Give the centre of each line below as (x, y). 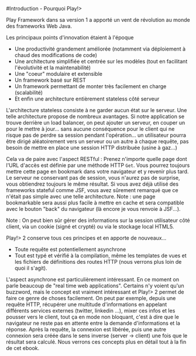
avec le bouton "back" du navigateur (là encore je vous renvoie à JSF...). (93, 209)
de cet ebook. (23, 348)
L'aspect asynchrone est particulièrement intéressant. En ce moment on (93, 279)
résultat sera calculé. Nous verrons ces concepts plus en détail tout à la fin (96, 342)
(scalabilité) (28, 93)
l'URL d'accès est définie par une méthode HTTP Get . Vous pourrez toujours (98, 165)
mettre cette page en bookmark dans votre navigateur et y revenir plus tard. (97, 172)
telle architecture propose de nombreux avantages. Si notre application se (95, 116)
